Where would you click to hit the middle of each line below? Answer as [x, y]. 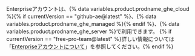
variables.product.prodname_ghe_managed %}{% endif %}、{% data [93, 24]
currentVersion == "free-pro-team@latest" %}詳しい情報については [90, 39]
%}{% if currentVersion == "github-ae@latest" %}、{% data [81, 16]
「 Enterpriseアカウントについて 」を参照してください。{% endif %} [90, 46]
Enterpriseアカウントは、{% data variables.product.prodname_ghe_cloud [98, 9]
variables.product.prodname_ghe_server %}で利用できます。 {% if [89, 31]
